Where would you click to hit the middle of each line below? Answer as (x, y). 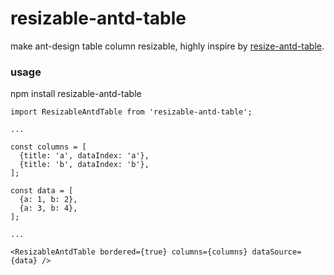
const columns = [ (48, 147)
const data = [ (42, 191)
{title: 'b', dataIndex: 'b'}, (84, 165)
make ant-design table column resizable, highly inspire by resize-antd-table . (167, 46)
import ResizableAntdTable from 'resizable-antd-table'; (131, 112)
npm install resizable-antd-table (76, 94)
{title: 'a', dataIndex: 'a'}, (84, 156)
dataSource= (276, 252)
